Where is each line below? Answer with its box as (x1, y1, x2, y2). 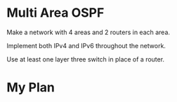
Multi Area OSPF (6, 5, 105, 21)
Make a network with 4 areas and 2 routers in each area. (6, 28, 170, 36)
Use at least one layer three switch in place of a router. (6, 54, 165, 64)
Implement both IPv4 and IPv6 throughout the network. (6, 41, 166, 50)
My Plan (6, 80, 55, 96)
